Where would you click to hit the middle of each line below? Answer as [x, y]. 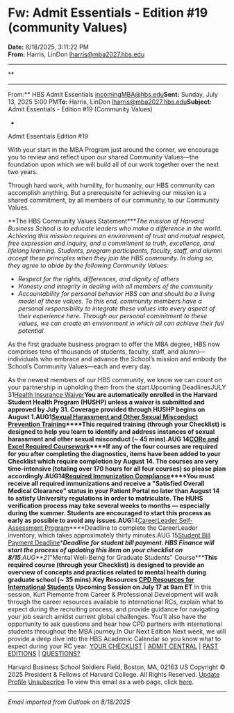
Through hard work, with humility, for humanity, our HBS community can [111, 185]
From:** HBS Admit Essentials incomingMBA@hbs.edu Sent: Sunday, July [113, 94]
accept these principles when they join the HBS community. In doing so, [111, 258]
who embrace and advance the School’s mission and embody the [134, 359]
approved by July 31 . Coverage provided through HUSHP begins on [107, 409]
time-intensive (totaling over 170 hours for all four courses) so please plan [117, 469]
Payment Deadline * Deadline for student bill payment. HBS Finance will [111, 542]
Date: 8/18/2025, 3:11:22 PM [48, 47]
